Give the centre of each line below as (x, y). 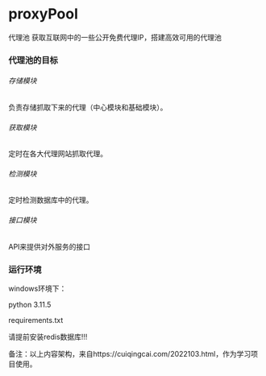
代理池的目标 (33, 60)
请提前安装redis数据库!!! (48, 337)
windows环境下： (37, 288)
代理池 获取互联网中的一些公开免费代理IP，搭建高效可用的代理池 (115, 37)
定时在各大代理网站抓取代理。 (58, 154)
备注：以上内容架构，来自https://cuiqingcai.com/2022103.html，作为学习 (130, 353)
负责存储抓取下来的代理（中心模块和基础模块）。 (88, 107)
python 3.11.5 (30, 304)
